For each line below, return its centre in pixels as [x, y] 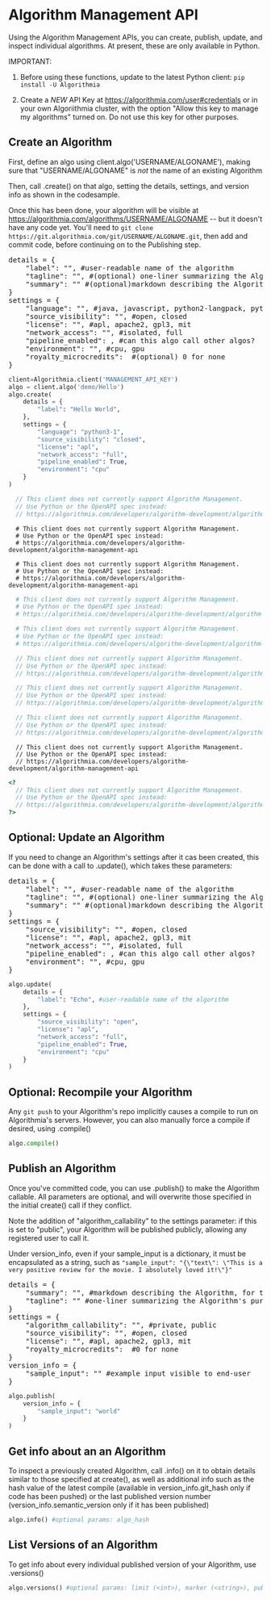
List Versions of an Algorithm [83, 1545]
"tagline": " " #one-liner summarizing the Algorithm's [136, 1301]
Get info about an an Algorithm [87, 1451]
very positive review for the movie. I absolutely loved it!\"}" [120, 1270]
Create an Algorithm [60, 142]
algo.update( [30, 984]
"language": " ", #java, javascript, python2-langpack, [136, 308]
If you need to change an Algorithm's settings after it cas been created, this [134, 857]
